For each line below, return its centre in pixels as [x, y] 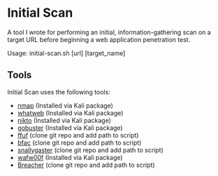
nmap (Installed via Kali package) [65, 105]
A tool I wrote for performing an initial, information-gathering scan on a [109, 32]
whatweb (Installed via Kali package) [70, 112]
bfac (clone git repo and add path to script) [79, 142]
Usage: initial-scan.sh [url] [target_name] [66, 53]
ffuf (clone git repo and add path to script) [78, 135]
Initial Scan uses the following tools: [59, 91]
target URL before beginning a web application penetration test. [99, 39]
